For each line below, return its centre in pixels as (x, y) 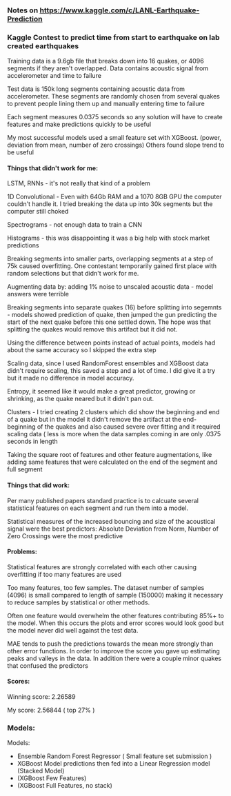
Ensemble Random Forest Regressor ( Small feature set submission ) (114, 756)
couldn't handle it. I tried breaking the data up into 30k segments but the (110, 204)
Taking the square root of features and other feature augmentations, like (110, 455)
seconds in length (32, 441)
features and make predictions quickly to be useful (79, 124)
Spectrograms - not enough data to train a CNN (75, 225)
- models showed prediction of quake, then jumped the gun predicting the (112, 315)
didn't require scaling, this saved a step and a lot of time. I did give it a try (111, 371)
